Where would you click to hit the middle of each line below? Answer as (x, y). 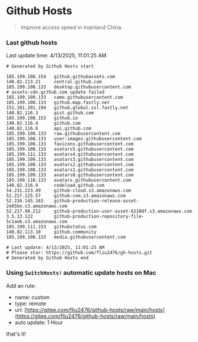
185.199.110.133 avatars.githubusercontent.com (69, 180)
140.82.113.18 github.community (51, 232)
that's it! (16, 334)
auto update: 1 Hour (39, 322)
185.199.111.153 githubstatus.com (51, 227)
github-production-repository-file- (99, 217)
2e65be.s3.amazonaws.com (37, 206)
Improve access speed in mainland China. (72, 27)
